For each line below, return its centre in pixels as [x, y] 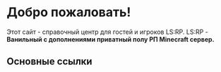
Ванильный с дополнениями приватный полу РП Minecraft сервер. [110, 39]
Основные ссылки [49, 62]
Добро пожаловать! [69, 12]
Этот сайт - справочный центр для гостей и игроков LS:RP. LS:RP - [108, 32]
